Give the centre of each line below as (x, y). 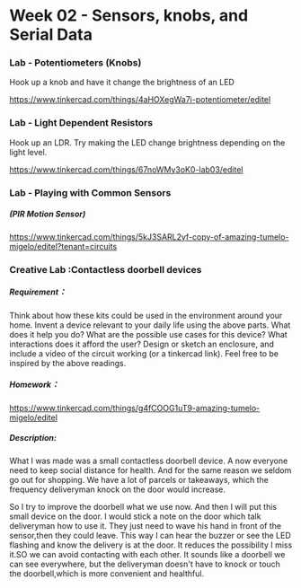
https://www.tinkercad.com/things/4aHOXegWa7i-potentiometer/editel (140, 100)
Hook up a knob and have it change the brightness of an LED (122, 83)
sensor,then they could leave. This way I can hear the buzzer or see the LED (150, 535)
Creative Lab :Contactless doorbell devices (106, 269)
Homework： (35, 385)
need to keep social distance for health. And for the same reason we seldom (150, 470)
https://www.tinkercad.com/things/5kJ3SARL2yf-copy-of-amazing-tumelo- (149, 237)
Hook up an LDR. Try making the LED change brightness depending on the (147, 142)
